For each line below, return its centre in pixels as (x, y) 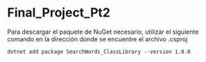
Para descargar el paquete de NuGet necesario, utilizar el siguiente (103, 32)
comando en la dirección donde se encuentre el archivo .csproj (97, 39)
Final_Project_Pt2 (59, 13)
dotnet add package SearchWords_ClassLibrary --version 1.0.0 (99, 52)
